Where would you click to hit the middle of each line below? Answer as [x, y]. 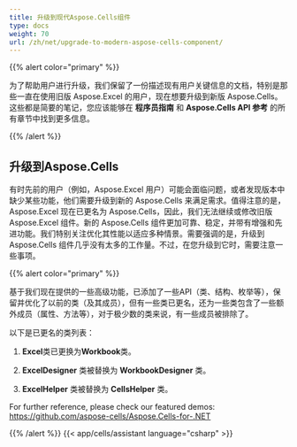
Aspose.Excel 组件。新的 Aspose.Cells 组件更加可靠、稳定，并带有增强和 [142, 223]
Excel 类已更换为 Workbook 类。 [79, 351]
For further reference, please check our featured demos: [112, 407]
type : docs [29, 26]
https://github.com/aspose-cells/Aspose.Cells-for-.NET [110, 416]
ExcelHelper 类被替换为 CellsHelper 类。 [97, 389]
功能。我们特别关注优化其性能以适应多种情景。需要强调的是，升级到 [141, 234]
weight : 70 [29, 34]
